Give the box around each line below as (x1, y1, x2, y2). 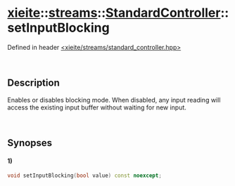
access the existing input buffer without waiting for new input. (7, 103, 186, 112)
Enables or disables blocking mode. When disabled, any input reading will (7, 95, 221, 104)
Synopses (7, 137, 53, 149)
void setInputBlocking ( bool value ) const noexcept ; (7, 172, 162, 180)
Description (7, 77, 60, 89)
